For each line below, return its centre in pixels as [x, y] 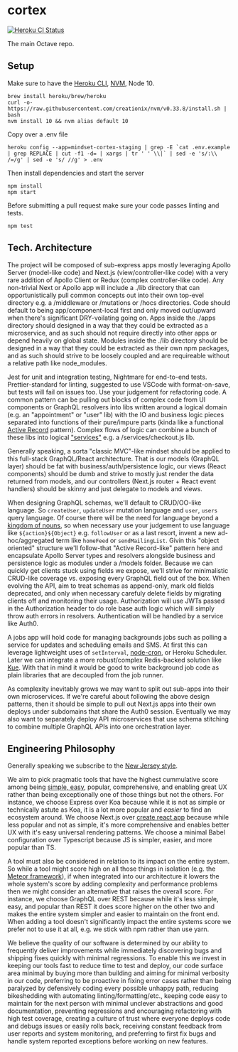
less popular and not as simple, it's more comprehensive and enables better [118, 825]
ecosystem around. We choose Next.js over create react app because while [118, 817]
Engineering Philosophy [61, 748]
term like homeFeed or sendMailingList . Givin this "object [137, 540]
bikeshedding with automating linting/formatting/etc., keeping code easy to [117, 996]
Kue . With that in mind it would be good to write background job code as [113, 667]
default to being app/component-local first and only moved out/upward [112, 310]
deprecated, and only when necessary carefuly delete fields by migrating [114, 593]
